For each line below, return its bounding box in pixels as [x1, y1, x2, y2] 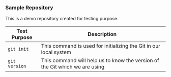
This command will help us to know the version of [41, 57, 159, 64]
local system [41, 49, 71, 56]
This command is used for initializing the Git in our [41, 43, 161, 50]
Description [87, 31, 117, 38]
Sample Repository [5, 4, 53, 11]
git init [8, 46, 29, 52]
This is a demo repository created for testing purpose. [5, 16, 119, 22]
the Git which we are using [41, 63, 105, 70]
